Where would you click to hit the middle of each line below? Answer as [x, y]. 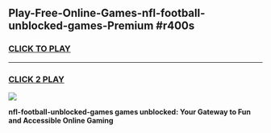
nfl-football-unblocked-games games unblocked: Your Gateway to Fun [130, 111]
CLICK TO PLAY [40, 49]
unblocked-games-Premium [81, 26]
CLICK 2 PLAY [36, 79]
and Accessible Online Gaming [61, 120]
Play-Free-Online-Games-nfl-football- [107, 13]
